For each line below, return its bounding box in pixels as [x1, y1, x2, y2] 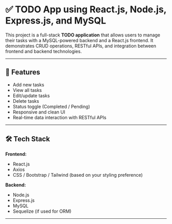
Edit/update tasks [12, 92, 50, 99]
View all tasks [12, 87, 42, 93]
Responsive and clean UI [12, 109, 66, 115]
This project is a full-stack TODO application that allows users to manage [5, 32, 160, 38]
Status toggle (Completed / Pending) [12, 103, 91, 109]
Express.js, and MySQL [5, 15, 106, 27]
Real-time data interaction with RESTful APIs [12, 114, 106, 120]
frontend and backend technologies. [5, 48, 82, 54]
